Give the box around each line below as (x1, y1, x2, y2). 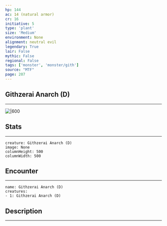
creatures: (5, 189, 28, 194)
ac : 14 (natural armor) (5, 12, 55, 17)
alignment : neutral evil (5, 40, 57, 45)
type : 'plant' (5, 26, 35, 31)
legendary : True (5, 44, 39, 49)
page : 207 (5, 72, 26, 77)
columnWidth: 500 (5, 153, 41, 158)
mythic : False (5, 53, 35, 59)
